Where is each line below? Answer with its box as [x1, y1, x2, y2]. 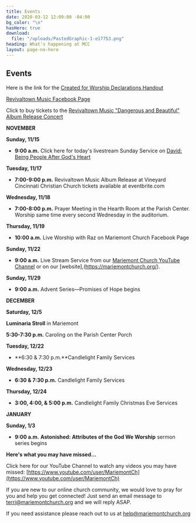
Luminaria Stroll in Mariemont [6, 320, 79, 327]
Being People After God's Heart [14, 153, 91, 160]
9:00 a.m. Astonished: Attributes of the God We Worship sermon [14, 433, 176, 440]
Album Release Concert [6, 113, 63, 120]
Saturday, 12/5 [6, 308, 42, 315]
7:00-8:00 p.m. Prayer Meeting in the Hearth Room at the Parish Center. [14, 205, 190, 212]
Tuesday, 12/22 [6, 342, 44, 349]
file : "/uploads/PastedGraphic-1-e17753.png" [11, 36, 125, 42]
